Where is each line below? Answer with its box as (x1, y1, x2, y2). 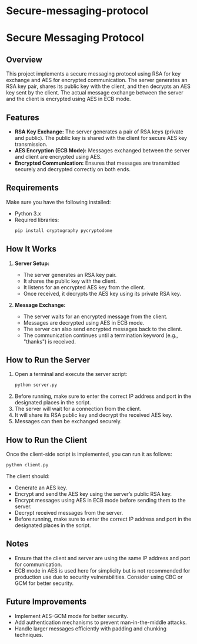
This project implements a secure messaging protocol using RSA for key (6, 70, 181, 77)
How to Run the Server (6, 355, 91, 365)
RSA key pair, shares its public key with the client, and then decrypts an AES (6, 83, 191, 90)
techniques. (14, 631, 44, 638)
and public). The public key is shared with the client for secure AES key (14, 135, 187, 141)
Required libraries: (14, 216, 59, 223)
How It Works (6, 244, 57, 254)
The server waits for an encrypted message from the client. (23, 313, 168, 320)
